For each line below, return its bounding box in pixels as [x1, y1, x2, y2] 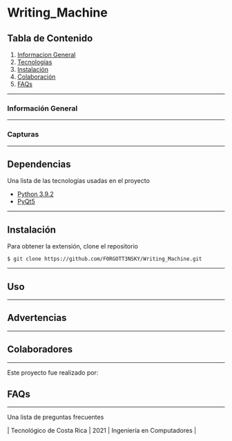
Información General [7, 104, 78, 113]
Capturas [7, 130, 39, 139]
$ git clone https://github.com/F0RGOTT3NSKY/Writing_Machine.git [7, 255, 202, 263]
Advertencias [7, 312, 67, 324]
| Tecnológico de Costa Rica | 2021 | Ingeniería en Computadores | [7, 427, 197, 435]
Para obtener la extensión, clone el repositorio [7, 242, 138, 251]
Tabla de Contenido [7, 32, 93, 44]
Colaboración [17, 72, 56, 81]
